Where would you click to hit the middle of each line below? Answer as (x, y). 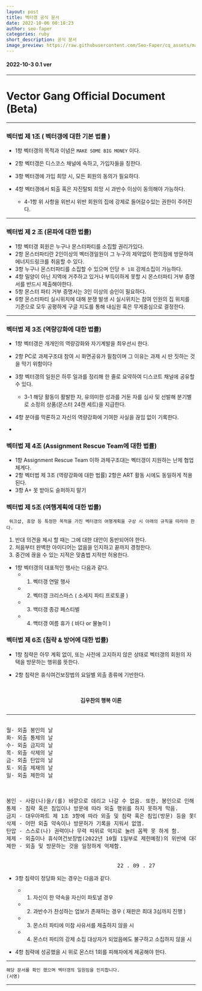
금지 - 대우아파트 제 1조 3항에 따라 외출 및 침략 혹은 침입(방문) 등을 (96, 816)
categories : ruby (28, 34)
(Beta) (22, 109)
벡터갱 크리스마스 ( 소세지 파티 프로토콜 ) (81, 595)
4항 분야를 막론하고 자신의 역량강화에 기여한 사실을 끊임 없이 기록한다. (97, 417)
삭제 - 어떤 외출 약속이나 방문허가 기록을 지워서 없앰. (75, 823)
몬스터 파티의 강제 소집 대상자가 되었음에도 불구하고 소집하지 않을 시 (112, 939)
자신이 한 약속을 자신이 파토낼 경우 (73, 897)
